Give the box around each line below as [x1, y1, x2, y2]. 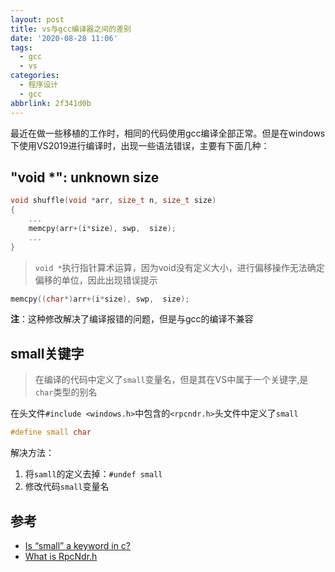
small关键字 [10, 345, 85, 362]
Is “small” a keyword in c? [24, 539, 132, 551]
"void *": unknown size [10, 169, 160, 186]
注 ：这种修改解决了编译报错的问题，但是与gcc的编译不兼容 [10, 313, 254, 325]
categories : [10, 71, 60, 81]
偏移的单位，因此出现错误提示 [34, 274, 158, 286]
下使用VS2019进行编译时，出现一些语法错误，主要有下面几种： [10, 139, 270, 151]
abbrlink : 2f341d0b [10, 98, 92, 108]
